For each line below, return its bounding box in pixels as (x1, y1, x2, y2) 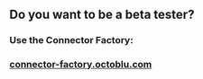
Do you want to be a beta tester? (9, 7, 195, 22)
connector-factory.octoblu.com (9, 58, 152, 71)
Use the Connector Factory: (9, 34, 134, 47)
